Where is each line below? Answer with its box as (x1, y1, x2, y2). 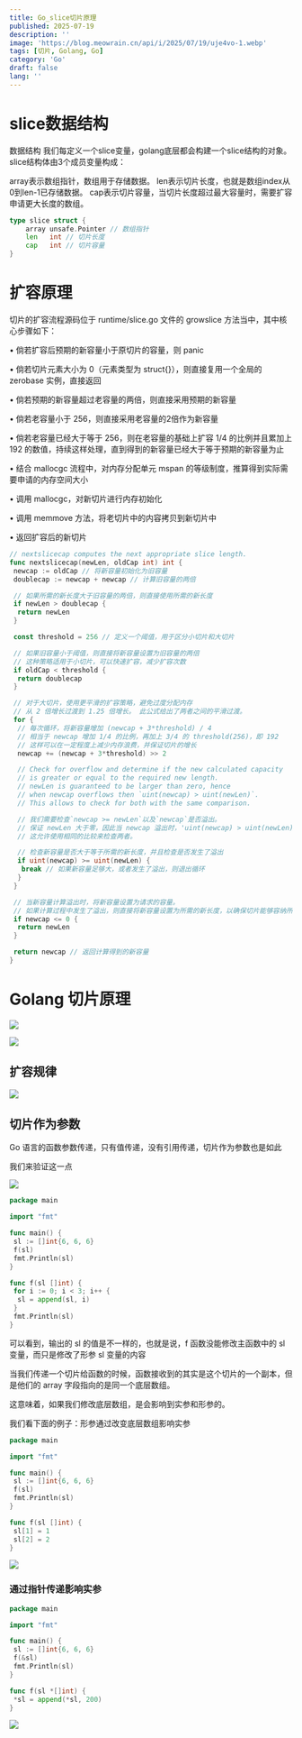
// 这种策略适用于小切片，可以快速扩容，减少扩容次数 (13, 657, 187, 666)
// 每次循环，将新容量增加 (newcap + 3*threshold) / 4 (17, 723, 212, 733)
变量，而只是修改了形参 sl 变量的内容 (9, 1349, 147, 1359)
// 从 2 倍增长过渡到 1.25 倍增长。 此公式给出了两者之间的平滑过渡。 (13, 707, 247, 717)
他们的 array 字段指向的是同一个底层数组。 (16, 1379, 175, 1390)
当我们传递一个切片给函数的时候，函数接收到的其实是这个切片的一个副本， (9, 1368, 285, 1379)
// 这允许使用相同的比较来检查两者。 (17, 831, 138, 841)
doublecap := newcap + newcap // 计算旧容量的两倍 (13, 574, 196, 584)
